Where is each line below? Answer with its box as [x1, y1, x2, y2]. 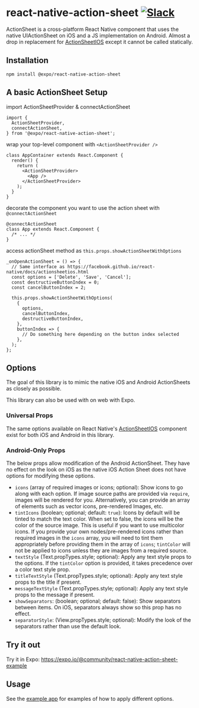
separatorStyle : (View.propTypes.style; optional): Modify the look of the [14, 616, 191, 624]
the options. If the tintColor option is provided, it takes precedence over [14, 559, 193, 567]
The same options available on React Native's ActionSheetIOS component [6, 425, 187, 432]
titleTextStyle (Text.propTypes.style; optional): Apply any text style [14, 572, 183, 579]
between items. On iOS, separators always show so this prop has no [14, 603, 182, 611]
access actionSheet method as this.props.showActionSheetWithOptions [6, 247, 182, 254]
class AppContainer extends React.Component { [6, 152, 124, 158]
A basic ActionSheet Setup [6, 87, 108, 97]
